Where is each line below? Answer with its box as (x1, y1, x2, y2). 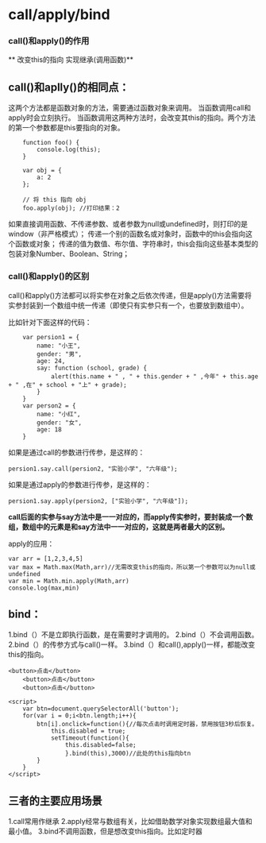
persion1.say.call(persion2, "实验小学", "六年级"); (8, 465, 178, 473)
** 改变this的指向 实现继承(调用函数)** (8, 55, 133, 64)
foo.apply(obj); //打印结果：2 (22, 204, 121, 212)
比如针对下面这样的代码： (8, 317, 92, 327)
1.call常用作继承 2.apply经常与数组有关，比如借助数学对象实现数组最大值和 (8, 817, 253, 826)
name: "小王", (37, 342, 81, 350)
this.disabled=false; (64, 741, 137, 749)
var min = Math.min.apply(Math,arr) (8, 577, 129, 585)
